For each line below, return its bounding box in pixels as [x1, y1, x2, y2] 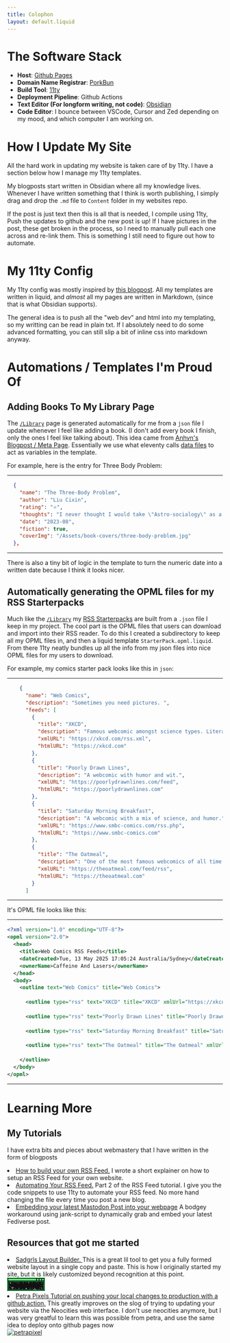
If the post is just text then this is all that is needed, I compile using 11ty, [7, 210, 209, 218]
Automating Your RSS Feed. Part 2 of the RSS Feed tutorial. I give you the [16, 1181, 222, 1189]
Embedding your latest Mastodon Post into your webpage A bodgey [16, 1203, 207, 1211]
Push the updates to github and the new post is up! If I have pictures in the [7, 217, 217, 225]
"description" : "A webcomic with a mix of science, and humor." [37, 815, 225, 822]
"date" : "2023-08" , [19, 518, 75, 525]
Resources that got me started [7, 1237, 140, 1249]
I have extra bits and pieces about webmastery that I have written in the [7, 1146, 209, 1154]
